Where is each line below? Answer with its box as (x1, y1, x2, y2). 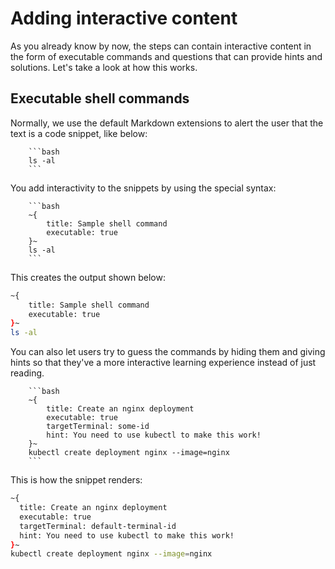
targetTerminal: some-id (46, 422, 150, 432)
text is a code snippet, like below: (10, 127, 148, 139)
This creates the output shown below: (10, 271, 166, 283)
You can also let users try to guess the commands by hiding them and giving (10, 346, 326, 358)
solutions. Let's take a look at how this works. (10, 61, 198, 73)
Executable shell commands (10, 90, 190, 107)
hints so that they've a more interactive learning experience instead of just (10, 357, 317, 369)
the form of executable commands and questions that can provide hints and (10, 50, 323, 62)
